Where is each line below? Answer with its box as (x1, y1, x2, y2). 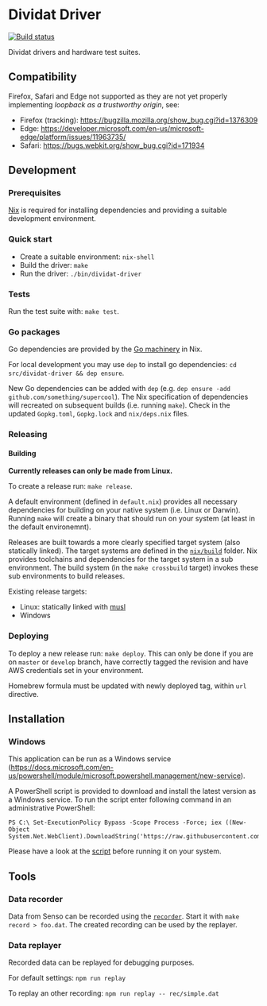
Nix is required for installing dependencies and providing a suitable (8, 205, 227, 215)
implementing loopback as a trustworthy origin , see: (8, 99, 180, 109)
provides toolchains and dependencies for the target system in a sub (8, 555, 234, 564)
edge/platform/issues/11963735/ (19, 132, 126, 141)
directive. (8, 689, 39, 698)
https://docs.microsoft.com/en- (10, 763, 114, 772)
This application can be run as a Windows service (8, 754, 172, 764)
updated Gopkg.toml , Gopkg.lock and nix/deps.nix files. (8, 409, 189, 419)
